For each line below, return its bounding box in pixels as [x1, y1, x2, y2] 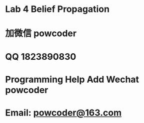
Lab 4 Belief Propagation [5, 3, 110, 15]
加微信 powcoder [5, 28, 76, 39]
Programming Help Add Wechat [5, 74, 139, 85]
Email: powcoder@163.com [5, 107, 121, 118]
